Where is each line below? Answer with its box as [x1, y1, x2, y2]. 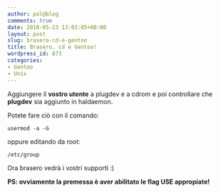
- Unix [7, 70, 27, 77]
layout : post [7, 30, 46, 38]
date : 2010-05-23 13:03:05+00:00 [7, 24, 107, 31]
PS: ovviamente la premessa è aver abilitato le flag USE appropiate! [7, 177, 210, 186]
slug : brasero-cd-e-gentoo [7, 37, 88, 44]
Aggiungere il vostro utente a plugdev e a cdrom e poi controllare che [7, 90, 213, 98]
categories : [7, 57, 43, 64]
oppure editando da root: [7, 137, 80, 146]
